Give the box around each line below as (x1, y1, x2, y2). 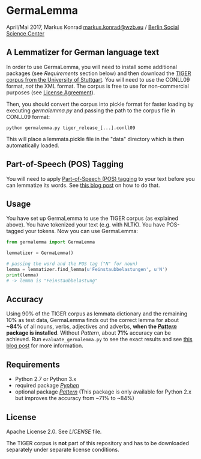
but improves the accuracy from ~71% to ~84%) (14, 395, 135, 402)
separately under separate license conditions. (6, 446, 119, 454)
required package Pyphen (14, 382, 79, 389)
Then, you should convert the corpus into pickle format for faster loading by (6, 100, 194, 108)
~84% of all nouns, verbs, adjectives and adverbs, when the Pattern (6, 323, 177, 330)
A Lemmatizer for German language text (6, 47, 160, 58)
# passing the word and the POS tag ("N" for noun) (6, 261, 138, 267)
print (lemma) (6, 272, 39, 278)
